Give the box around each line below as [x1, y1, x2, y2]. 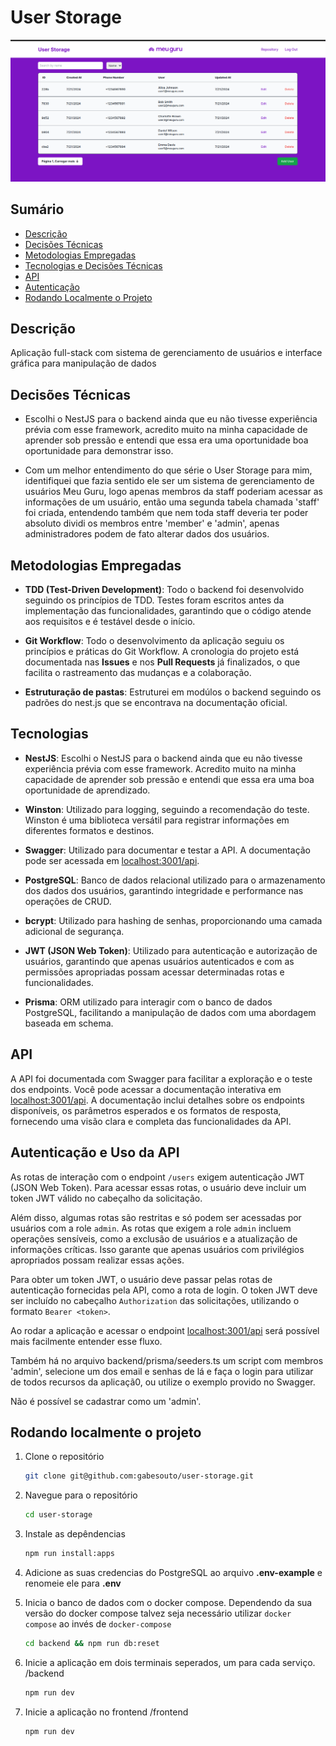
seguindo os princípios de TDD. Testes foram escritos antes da [24, 594, 285, 606]
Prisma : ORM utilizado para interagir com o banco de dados [24, 996, 273, 1008]
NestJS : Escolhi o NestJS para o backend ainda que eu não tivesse [24, 752, 303, 764]
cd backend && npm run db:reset [24, 1638, 160, 1648]
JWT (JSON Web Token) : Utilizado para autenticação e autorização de [24, 944, 318, 956]
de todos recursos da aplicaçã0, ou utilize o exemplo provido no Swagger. [10, 1376, 316, 1388]
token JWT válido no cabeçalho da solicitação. [10, 1192, 203, 1204]
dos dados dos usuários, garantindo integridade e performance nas [24, 884, 304, 896]
